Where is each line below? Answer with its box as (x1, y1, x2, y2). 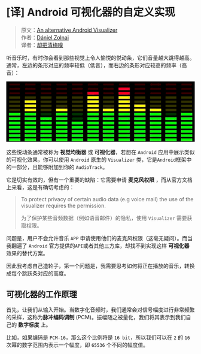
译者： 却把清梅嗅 (20, 41, 63, 49)
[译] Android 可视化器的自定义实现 (6, 5, 175, 19)
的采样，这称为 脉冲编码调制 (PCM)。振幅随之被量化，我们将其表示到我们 (6, 314, 186, 321)
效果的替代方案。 (6, 250, 48, 257)
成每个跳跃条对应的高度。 (6, 270, 69, 277)
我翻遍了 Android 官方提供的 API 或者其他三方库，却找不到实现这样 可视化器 (6, 242, 190, 249)
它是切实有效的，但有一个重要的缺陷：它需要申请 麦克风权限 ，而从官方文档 (6, 176, 193, 183)
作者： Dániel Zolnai (20, 34, 69, 41)
